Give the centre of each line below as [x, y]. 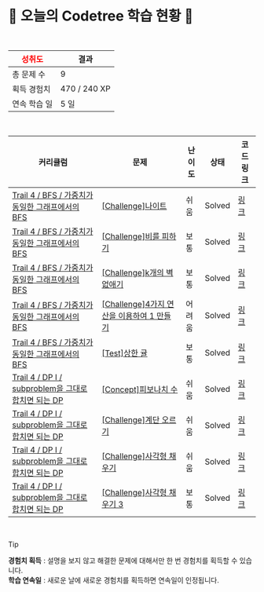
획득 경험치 [31, 89]
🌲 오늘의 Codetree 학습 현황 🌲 [101, 16]
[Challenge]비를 [131, 236]
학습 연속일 [25, 580]
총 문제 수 [29, 74]
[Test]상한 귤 [125, 353]
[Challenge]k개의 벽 [137, 272]
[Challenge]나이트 [134, 206]
